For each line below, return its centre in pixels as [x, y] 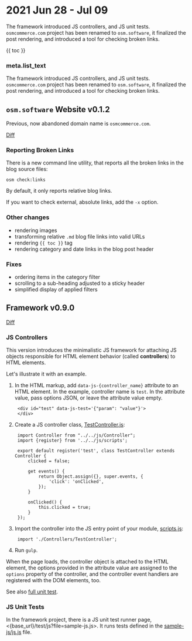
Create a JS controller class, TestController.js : [70, 425]
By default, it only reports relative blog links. [59, 191]
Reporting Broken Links [40, 150]
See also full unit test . [32, 592]
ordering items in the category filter [57, 277]
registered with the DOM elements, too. [54, 580]
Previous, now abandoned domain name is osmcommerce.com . [78, 123]
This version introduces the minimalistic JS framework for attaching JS [91, 350]
